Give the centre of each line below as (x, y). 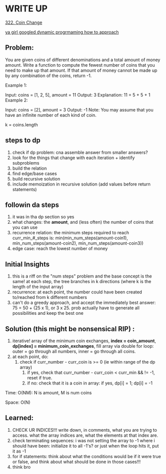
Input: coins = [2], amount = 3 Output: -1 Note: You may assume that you (79, 109)
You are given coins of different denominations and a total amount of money (83, 60)
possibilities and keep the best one (48, 313)
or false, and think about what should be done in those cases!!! (77, 462)
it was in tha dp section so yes (43, 217)
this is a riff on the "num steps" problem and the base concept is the (82, 276)
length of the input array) (38, 287)
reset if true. (40, 378)
